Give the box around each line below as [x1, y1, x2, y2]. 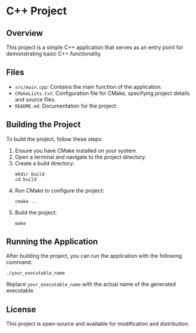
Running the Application [6, 237, 98, 247]
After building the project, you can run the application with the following [6, 252, 182, 260]
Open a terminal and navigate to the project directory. [14, 153, 147, 161]
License [6, 304, 36, 314]
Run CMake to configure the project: [14, 187, 104, 194]
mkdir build [14, 171, 45, 177]
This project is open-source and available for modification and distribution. [6, 320, 189, 328]
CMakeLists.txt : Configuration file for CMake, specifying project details [14, 90, 190, 97]
